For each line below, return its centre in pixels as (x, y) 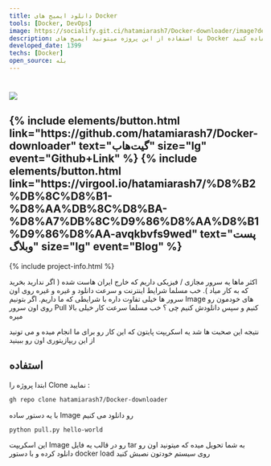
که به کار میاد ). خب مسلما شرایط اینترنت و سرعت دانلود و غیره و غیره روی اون (129, 290)
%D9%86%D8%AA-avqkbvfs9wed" (103, 234)
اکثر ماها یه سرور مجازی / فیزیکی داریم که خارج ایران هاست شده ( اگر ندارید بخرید (133, 282)
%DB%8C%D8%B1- (61, 197)
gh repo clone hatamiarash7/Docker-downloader (88, 399)
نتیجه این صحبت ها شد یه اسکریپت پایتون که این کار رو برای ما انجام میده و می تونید (134, 332)
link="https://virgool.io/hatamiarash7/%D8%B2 (133, 184)
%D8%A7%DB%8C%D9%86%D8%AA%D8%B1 (134, 222)
